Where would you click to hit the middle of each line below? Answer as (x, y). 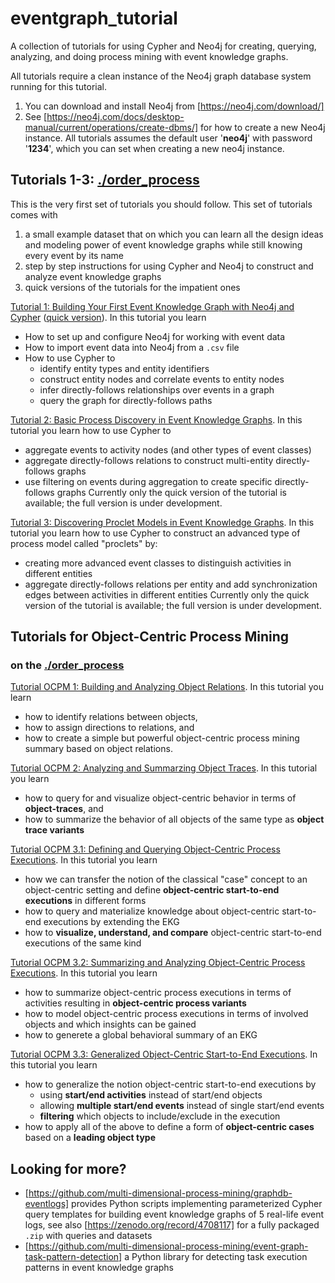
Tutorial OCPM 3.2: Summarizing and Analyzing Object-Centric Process (158, 963)
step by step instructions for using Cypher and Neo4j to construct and (169, 266)
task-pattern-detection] (73, 1257)
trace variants (54, 830)
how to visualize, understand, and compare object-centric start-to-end (173, 933)
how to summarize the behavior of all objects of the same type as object (174, 819)
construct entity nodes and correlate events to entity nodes (162, 379)
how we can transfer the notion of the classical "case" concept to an (166, 879)
